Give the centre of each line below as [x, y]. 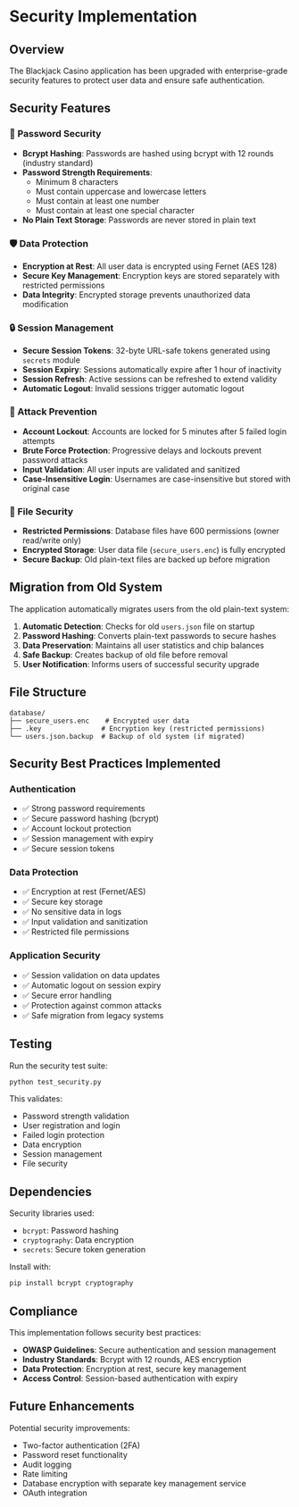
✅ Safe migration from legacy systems [93, 1015]
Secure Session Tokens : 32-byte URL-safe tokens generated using [146, 351]
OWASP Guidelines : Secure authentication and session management [149, 1350]
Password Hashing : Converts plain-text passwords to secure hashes [149, 635]
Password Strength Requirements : [87, 172]
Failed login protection [63, 1135]
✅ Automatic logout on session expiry [91, 985]
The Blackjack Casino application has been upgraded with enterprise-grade [149, 71]
